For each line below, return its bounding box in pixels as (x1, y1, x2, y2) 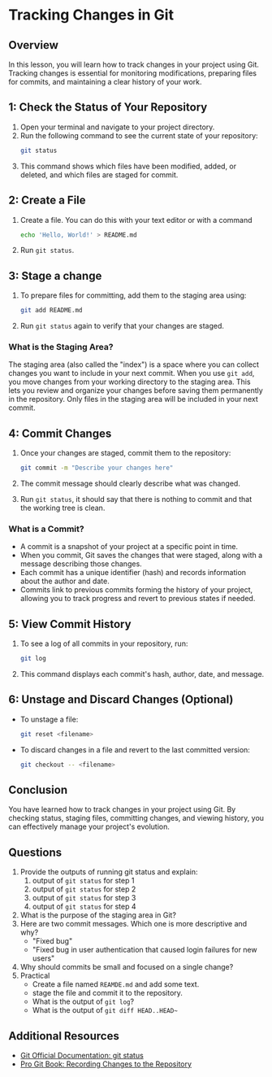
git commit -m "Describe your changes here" (19, 464, 174, 473)
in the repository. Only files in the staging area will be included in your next (8, 395, 258, 404)
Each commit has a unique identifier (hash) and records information (19, 568, 246, 578)
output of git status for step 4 (32, 901, 136, 912)
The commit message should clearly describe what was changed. (19, 478, 241, 489)
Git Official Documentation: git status (19, 1051, 144, 1061)
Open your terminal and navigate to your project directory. (19, 122, 215, 132)
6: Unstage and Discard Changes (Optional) (8, 693, 234, 707)
